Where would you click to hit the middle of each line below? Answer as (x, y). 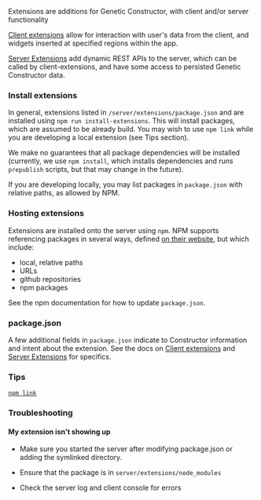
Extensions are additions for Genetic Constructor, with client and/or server (129, 11)
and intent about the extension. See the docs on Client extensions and (122, 348)
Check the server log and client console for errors (100, 488)
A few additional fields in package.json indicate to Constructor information (128, 340)
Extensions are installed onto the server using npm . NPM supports (114, 230)
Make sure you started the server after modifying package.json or (126, 449)
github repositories (50, 279)
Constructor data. (37, 75)
